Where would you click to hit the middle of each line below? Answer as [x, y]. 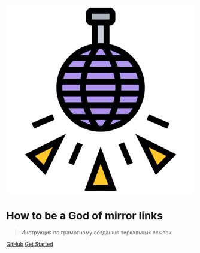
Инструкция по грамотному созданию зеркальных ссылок [96, 232]
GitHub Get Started [30, 244]
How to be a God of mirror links [85, 216]
